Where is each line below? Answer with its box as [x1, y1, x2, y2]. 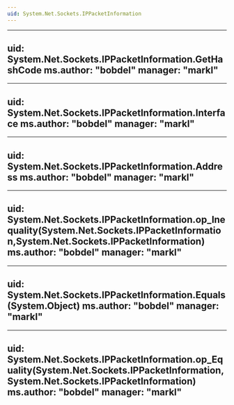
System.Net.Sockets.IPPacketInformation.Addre [7, 160, 223, 172]
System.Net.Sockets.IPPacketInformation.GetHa [7, 54, 224, 66]
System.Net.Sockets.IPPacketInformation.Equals [7, 289, 226, 301]
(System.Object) [7, 300, 80, 312]
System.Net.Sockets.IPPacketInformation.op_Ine [7, 214, 226, 226]
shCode [7, 64, 42, 77]
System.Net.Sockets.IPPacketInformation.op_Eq [7, 353, 224, 366]
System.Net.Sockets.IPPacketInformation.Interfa [7, 107, 226, 119]
